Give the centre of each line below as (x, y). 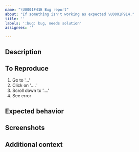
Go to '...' (21, 80)
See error (22, 96)
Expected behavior (35, 111)
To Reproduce (27, 68)
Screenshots (25, 128)
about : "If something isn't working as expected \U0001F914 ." (70, 14)
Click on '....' (24, 86)
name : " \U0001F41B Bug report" (37, 10)
